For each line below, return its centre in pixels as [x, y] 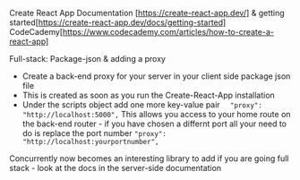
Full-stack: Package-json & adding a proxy [87, 59]
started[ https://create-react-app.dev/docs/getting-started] [118, 22]
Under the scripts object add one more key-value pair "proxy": [142, 105]
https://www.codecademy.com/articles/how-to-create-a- [168, 32]
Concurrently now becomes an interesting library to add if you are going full [149, 159]
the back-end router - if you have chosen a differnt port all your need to [154, 124]
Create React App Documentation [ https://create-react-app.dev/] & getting [147, 13]
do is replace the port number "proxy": [94, 133]
